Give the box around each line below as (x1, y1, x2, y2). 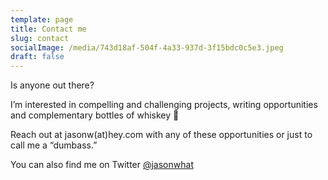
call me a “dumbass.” (10, 139, 98, 151)
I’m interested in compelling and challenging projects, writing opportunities (10, 99, 318, 111)
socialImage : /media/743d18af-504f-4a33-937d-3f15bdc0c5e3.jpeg (10, 42, 284, 53)
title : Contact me (10, 24, 87, 34)
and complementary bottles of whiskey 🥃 (10, 109, 180, 121)
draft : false (10, 52, 65, 62)
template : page (10, 14, 74, 25)
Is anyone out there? (10, 79, 95, 91)
